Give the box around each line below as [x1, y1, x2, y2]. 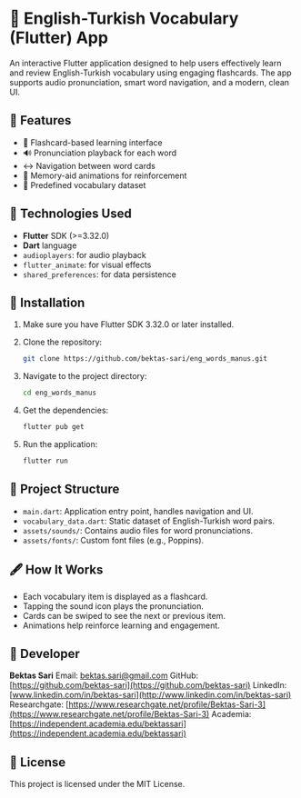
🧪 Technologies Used [9, 206, 132, 222]
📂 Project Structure [9, 482, 120, 497]
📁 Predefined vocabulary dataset [22, 179, 146, 190]
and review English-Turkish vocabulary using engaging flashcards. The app [9, 67, 293, 78]
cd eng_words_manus [22, 388, 97, 398]
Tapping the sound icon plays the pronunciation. [22, 600, 205, 612]
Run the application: [22, 439, 98, 449]
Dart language [22, 240, 77, 251]
